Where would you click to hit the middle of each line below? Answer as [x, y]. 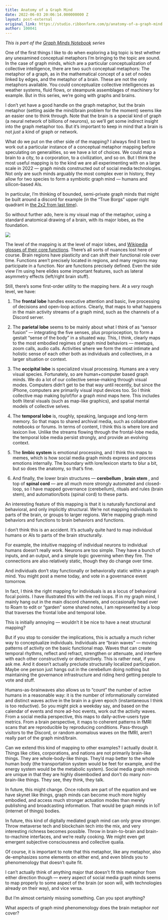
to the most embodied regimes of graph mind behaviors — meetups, [83, 343]
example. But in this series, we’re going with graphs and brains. [71, 96]
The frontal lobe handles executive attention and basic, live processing [86, 301]
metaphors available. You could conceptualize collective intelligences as [80, 85]
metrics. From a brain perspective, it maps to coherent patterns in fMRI [78, 722]
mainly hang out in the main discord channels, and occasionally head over [82, 602]
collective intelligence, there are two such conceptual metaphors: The [77, 69]
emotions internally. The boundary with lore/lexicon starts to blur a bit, [85, 463]
